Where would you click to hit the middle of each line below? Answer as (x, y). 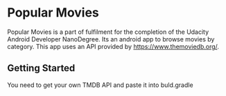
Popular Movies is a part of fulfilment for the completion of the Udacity (108, 32)
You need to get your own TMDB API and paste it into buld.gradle (100, 85)
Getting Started (41, 68)
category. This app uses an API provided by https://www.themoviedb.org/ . (113, 46)
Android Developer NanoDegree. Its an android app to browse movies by (111, 39)
